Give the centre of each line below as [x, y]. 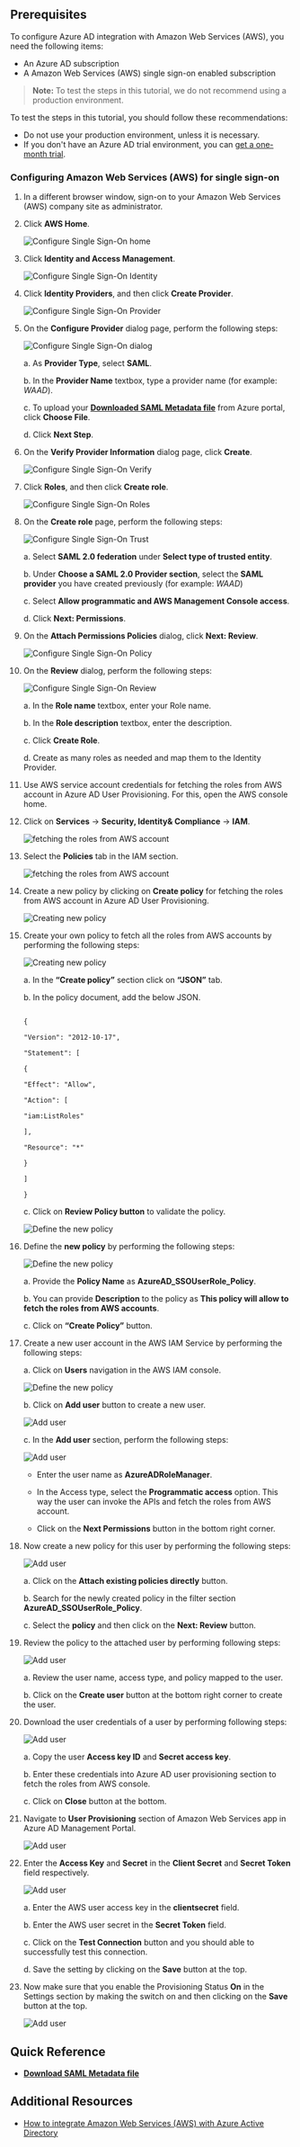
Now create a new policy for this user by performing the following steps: [157, 1546]
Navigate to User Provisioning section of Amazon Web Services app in [154, 1819]
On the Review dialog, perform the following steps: [117, 671]
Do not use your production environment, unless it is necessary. [141, 135]
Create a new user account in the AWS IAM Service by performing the [153, 1343]
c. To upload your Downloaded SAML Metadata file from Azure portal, [154, 407]
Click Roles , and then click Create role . [96, 487]
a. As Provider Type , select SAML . [87, 363]
